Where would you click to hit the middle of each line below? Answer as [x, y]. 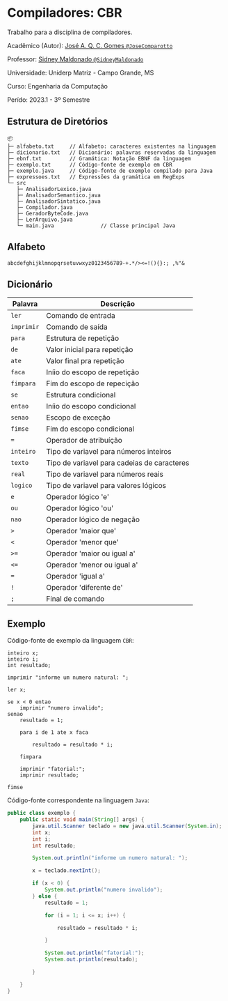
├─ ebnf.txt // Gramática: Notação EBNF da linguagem [99, 158]
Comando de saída [77, 327]
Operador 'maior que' [81, 531]
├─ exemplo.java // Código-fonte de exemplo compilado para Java [110, 171]
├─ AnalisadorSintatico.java [58, 201]
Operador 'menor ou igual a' [92, 565]
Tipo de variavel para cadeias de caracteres [118, 463]
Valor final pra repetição [85, 361]
